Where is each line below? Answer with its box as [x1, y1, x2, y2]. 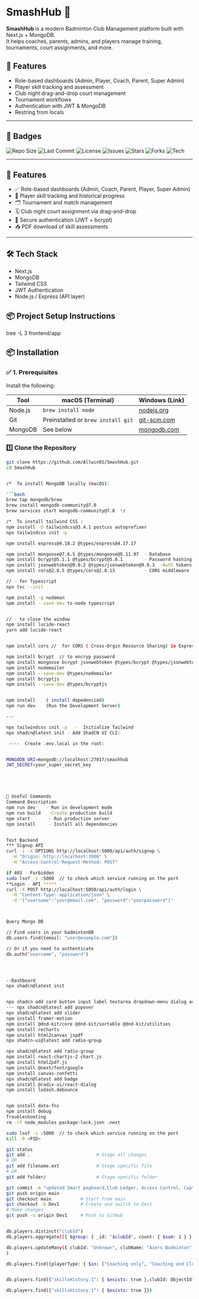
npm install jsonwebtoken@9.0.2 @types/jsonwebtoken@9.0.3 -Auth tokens [6, 562, 192, 568]
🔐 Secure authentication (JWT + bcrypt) [14, 216, 113, 223]
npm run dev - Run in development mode [6, 805, 113, 811]
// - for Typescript [6, 579, 57, 585]
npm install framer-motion [6, 1016, 73, 1021]
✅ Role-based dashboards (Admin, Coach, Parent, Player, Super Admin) [14, 185, 191, 193]
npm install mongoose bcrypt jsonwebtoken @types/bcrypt [6, 659, 150, 665]
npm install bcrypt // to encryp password [6, 654, 115, 660]
